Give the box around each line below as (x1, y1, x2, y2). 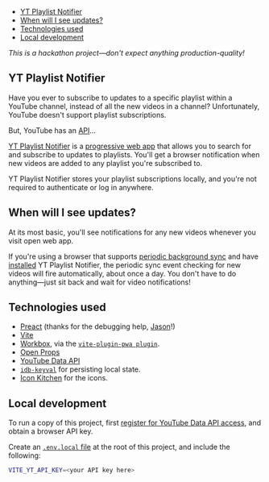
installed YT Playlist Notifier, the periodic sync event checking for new (8, 260, 242, 269)
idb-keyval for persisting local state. (19, 364, 141, 374)
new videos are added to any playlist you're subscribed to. (8, 158, 203, 168)
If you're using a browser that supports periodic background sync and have (8, 251, 259, 261)
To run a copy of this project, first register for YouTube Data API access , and (8, 418, 262, 428)
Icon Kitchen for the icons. (19, 373, 109, 383)
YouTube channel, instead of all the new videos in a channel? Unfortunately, (8, 101, 260, 111)
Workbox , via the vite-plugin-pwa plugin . (19, 339, 160, 349)
